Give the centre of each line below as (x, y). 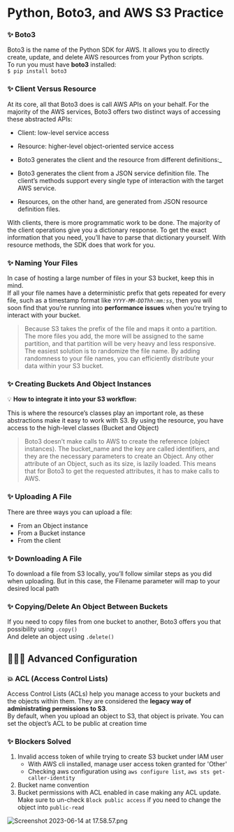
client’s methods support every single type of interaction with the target (120, 180)
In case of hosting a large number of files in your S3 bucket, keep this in (111, 278)
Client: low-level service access (63, 132)
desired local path (33, 588)
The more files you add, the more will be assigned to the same (114, 336)
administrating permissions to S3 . (58, 708)
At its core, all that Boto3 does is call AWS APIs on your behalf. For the (108, 104)
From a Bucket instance (51, 533)
